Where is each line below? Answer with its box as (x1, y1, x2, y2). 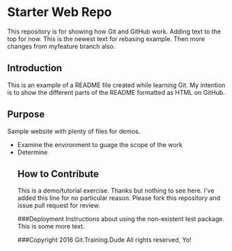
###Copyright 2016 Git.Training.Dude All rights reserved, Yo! (17, 236, 192, 244)
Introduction (7, 62, 63, 74)
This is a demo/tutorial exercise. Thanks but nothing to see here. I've (17, 186, 215, 195)
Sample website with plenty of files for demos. (7, 127, 141, 135)
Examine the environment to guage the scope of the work (17, 140, 183, 149)
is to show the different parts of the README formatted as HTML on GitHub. (7, 88, 225, 96)
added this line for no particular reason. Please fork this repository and (17, 194, 221, 202)
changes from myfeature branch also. (7, 42, 116, 50)
